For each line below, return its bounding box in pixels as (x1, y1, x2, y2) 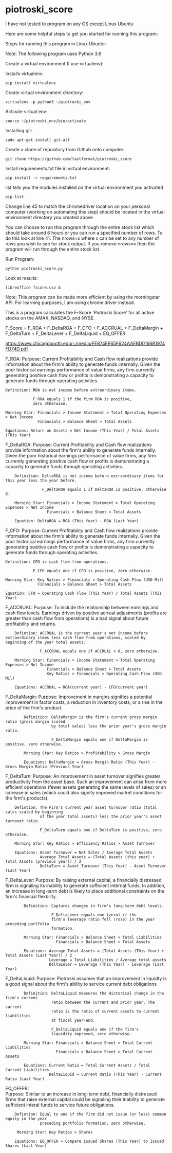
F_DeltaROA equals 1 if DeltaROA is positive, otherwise (42, 487, 167, 492)
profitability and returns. (5, 620, 56, 627)
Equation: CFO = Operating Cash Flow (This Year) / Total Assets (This (5, 591, 162, 596)
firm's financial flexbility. (5, 893, 58, 899)
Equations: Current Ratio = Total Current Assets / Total (24, 1062, 150, 1068)
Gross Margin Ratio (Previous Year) (5, 764, 84, 769)
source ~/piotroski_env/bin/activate (5, 118, 86, 123)
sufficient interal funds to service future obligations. (5, 1102, 115, 1108)
